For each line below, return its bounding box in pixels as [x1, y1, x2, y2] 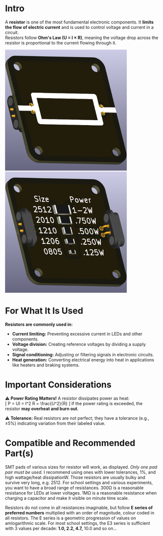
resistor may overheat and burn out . [5, 406, 79, 411]
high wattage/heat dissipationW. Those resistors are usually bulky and [5, 474, 145, 480]
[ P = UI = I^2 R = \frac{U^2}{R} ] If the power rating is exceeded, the [5, 400, 143, 406]
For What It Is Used [5, 305, 84, 317]
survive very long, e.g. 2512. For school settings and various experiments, [5, 479, 153, 485]
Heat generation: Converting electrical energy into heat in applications [12, 357, 154, 363]
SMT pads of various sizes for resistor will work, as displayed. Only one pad [5, 464, 158, 470]
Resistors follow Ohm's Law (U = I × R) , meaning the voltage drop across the [5, 35, 159, 41]
